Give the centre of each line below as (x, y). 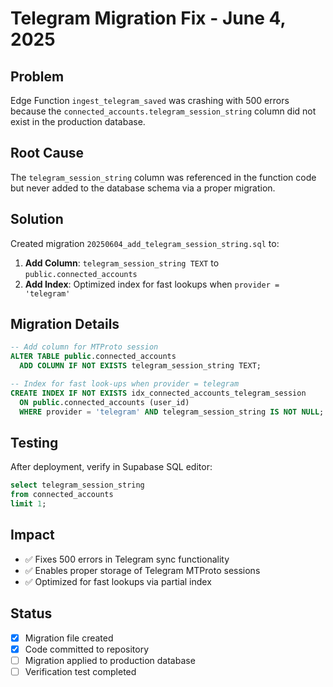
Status (31, 613)
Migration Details (65, 324)
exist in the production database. (78, 121)
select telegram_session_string (77, 485)
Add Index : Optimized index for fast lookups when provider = (152, 284)
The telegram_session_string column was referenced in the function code (163, 177)
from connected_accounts (62, 495)
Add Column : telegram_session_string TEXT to (122, 263)
